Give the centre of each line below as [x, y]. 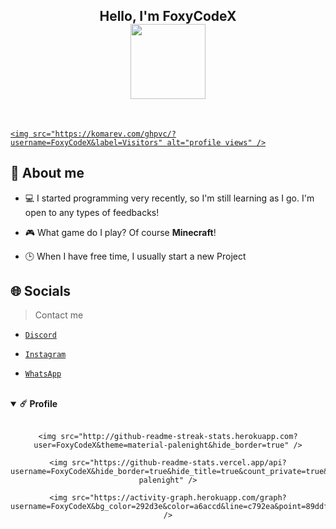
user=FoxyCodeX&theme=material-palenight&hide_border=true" [161, 445]
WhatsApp [43, 374]
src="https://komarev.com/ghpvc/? [104, 134]
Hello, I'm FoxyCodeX [168, 16]
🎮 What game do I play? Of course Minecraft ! [120, 232]
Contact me [59, 315]
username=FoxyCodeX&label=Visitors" [86, 142]
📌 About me [47, 173]
